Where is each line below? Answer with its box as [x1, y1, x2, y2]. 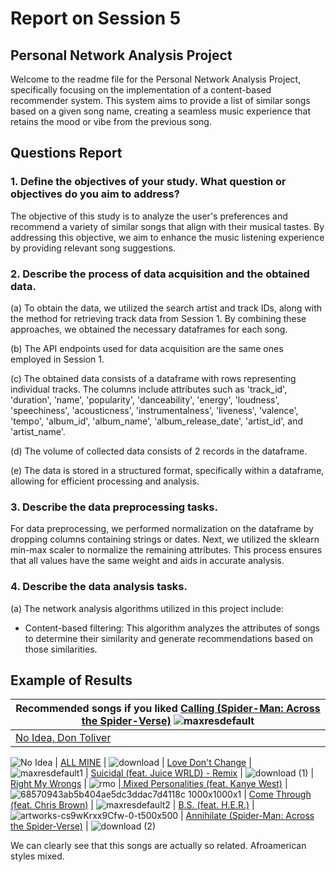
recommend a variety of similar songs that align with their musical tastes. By [10, 220, 325, 232]
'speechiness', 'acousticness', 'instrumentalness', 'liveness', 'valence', [10, 404, 299, 416]
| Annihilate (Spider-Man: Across [180, 810, 315, 822]
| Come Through [243, 788, 312, 801]
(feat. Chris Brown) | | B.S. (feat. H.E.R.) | [10, 799, 255, 811]
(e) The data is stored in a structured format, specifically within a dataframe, [10, 464, 325, 476]
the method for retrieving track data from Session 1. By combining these [10, 312, 307, 324]
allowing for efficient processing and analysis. [10, 475, 200, 487]
